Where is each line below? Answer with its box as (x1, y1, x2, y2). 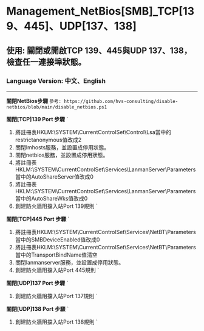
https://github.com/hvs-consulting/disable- (63, 98, 178, 104)
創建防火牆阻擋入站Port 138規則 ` (15, 318, 98, 326)
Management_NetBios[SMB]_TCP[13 (6, 4, 195, 18)
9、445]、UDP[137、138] (6, 20, 137, 33)
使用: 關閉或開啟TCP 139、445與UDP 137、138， (6, 45, 192, 55)
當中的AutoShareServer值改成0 (15, 173, 94, 180)
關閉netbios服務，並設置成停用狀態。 (15, 151, 109, 158)
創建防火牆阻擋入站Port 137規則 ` (15, 292, 98, 299)
